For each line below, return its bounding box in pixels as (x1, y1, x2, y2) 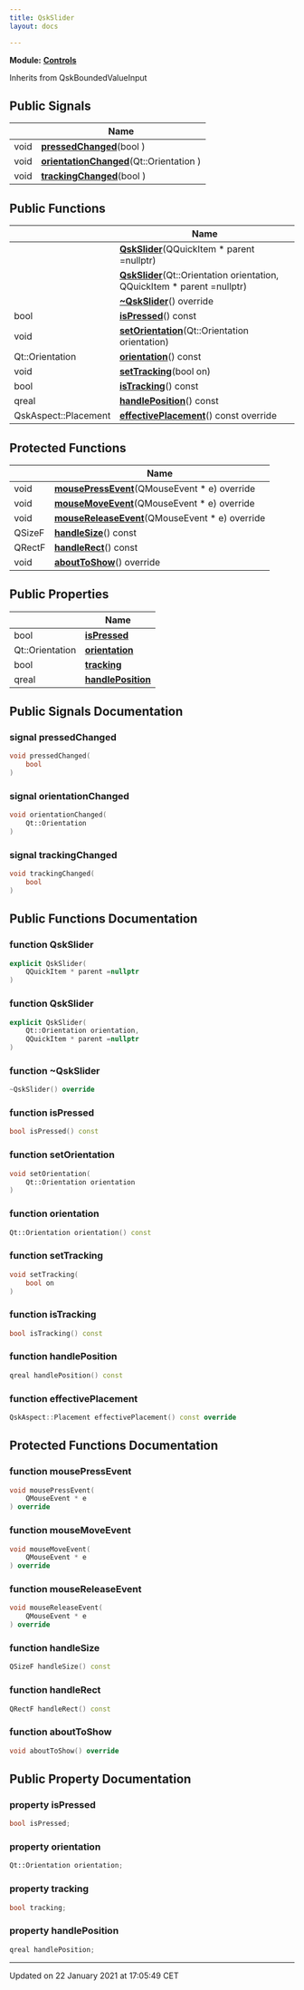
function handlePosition (9, 1350, 118, 1363)
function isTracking (9, 1309, 97, 1321)
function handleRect (9, 1684, 101, 1696)
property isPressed (9, 1798, 97, 1811)
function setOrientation (9, 1148, 115, 1161)
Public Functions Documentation (9, 912, 198, 927)
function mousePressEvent (9, 1465, 132, 1478)
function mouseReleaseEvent (9, 1583, 142, 1596)
